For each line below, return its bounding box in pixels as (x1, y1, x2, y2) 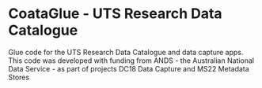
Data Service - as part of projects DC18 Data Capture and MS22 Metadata (8, 64, 249, 73)
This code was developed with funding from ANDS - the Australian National (8, 56, 255, 65)
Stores (8, 72, 30, 82)
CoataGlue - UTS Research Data (8, 5, 223, 23)
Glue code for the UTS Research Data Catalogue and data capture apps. (8, 47, 244, 57)
